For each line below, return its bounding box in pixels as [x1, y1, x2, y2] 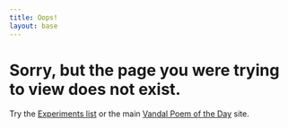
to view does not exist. [9, 79, 181, 99]
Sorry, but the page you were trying [9, 60, 280, 81]
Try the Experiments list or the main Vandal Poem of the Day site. [9, 108, 249, 119]
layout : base [9, 21, 58, 30]
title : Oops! [9, 13, 58, 22]
